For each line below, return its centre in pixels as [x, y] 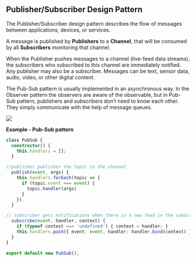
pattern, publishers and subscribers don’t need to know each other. [98, 101]
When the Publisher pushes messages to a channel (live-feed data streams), [98, 58]
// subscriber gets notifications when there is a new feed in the [90, 215]
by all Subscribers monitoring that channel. [58, 47]
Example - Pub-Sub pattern [40, 129]
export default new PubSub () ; [43, 253]
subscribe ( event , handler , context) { [59, 221]
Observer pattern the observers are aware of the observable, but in [87, 95]
